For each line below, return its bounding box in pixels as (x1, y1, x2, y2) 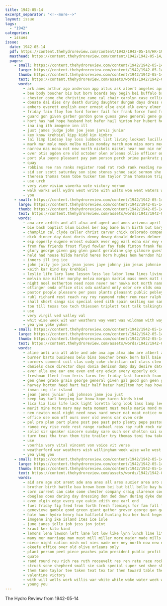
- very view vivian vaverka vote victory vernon (23, 183, 126, 188)
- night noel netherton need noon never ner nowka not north (23, 281, 153, 286)
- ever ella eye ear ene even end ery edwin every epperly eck (23, 369, 157, 374)
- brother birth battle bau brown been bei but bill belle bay (23, 484, 157, 489)
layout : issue (5, 16, 35, 21)
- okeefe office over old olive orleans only (23, 545, 119, 550)
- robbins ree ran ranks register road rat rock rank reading (23, 165, 155, 170)
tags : (5, 21, 16, 26)
